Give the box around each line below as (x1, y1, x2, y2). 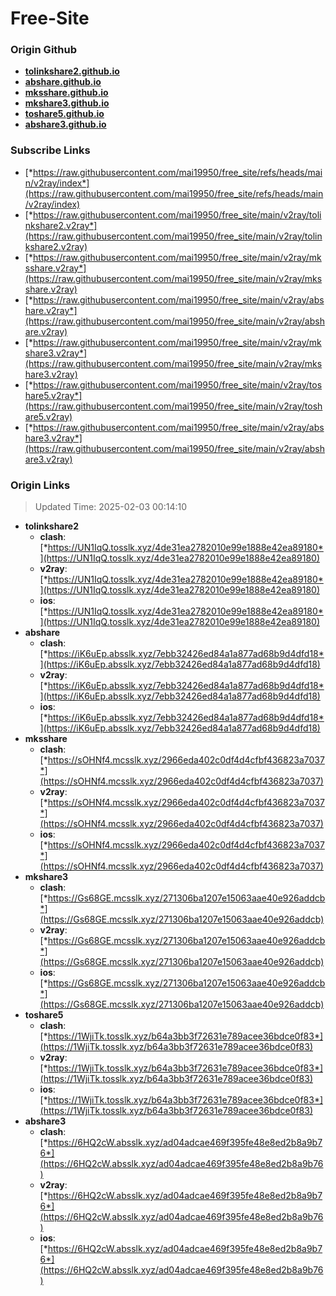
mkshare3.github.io (24, 97, 110, 109)
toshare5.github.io (24, 108, 105, 120)
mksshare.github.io (24, 87, 109, 99)
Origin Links (10, 478, 71, 492)
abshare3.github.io (24, 118, 107, 131)
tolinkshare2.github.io (24, 65, 120, 77)
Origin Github (10, 43, 78, 57)
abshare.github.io (24, 76, 102, 88)
